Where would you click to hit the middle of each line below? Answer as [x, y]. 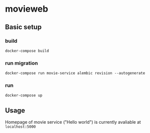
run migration [21, 63]
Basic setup [23, 27]
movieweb [27, 9]
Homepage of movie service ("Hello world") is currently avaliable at [73, 122]
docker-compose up [24, 95]
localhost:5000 [21, 127]
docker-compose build [27, 51]
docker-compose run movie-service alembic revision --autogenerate [75, 73]
